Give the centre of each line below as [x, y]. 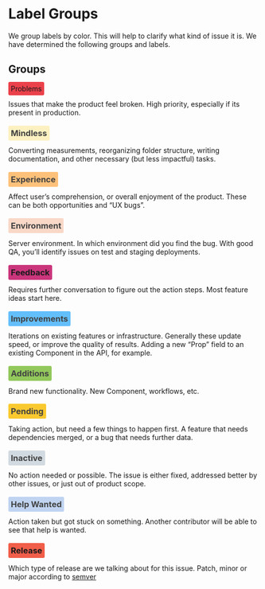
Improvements [39, 318]
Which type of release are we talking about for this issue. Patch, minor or [128, 568]
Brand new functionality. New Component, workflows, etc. [104, 391]
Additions [30, 373]
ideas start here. [35, 298]
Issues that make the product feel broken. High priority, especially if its [124, 103]
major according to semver [53, 576]
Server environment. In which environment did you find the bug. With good [131, 243]
